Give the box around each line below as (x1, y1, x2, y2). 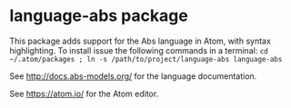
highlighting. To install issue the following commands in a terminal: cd (9, 44, 268, 55)
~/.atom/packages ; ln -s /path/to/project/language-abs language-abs (9, 54, 283, 64)
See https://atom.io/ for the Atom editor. (9, 88, 159, 99)
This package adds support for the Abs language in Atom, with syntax (9, 35, 271, 46)
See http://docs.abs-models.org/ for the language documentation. (9, 70, 257, 82)
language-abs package (9, 5, 188, 26)
